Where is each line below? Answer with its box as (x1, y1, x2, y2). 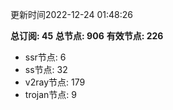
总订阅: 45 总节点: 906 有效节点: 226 (10, 30, 164, 42)
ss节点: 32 (24, 64, 68, 75)
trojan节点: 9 (24, 89, 77, 100)
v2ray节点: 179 (24, 76, 86, 88)
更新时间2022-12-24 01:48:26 (10, 9, 133, 20)
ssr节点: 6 (24, 51, 67, 63)
